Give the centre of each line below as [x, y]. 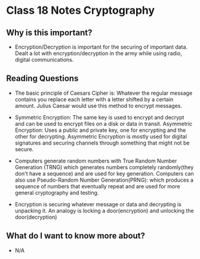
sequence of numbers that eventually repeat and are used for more [97, 186]
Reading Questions [42, 79]
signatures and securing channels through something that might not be [102, 143]
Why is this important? [49, 33]
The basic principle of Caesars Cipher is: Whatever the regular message [104, 93]
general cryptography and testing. [57, 192]
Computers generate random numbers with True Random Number [96, 161]
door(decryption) [36, 217]
